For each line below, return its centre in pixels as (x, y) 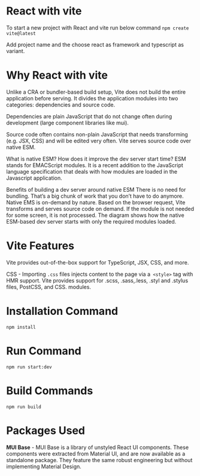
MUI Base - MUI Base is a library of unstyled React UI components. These (98, 447)
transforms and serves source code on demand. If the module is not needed (100, 209)
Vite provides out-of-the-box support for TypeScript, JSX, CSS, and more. (98, 262)
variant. (16, 51)
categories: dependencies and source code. (61, 105)
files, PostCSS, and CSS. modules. (49, 287)
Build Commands (50, 390)
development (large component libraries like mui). (67, 123)
